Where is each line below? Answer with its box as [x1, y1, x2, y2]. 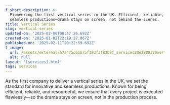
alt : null [10, 54, 30, 60]
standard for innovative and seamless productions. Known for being [5, 83, 147, 89]
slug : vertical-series [5, 26, 53, 31]
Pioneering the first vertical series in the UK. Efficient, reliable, [10, 12, 164, 17]
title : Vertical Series [5, 21, 56, 27]
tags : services [5, 64, 37, 69]
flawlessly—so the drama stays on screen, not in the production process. [5, 94, 158, 100]
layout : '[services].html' [5, 59, 62, 64]
